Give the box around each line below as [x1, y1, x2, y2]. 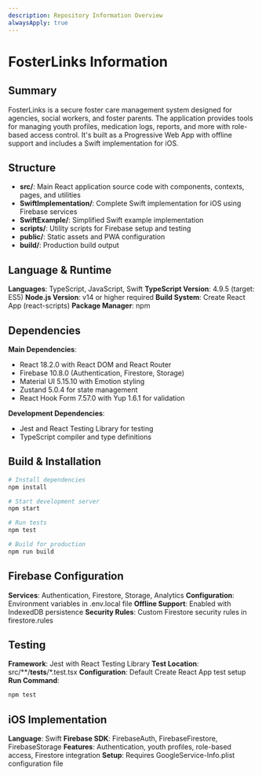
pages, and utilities [19, 190, 81, 200]
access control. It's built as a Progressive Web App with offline [30, 130, 233, 139]
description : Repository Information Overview [8, 11, 163, 20]
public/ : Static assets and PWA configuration [19, 232, 166, 242]
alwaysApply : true [8, 19, 68, 27]
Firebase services [19, 207, 78, 216]
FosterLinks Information [8, 53, 169, 71]
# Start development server [8, 497, 100, 505]
